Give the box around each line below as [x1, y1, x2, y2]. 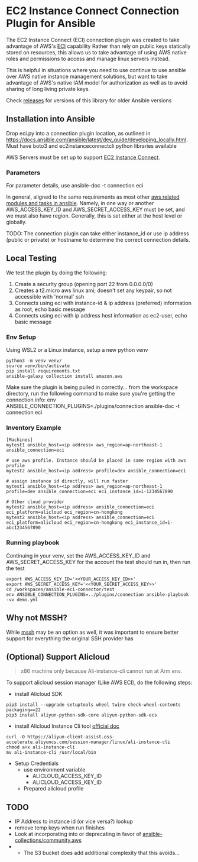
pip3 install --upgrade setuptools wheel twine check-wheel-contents [6, 702, 181, 708]
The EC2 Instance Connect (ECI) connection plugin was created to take [6, 36, 180, 43]
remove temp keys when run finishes [14, 824, 105, 831]
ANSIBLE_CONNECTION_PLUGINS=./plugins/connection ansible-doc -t [6, 403, 180, 410]
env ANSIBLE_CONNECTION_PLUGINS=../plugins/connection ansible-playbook [6, 591, 189, 598]
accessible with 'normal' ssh [14, 293, 85, 300]
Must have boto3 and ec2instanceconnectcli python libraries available [6, 142, 177, 149]
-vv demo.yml [6, 597, 38, 602]
